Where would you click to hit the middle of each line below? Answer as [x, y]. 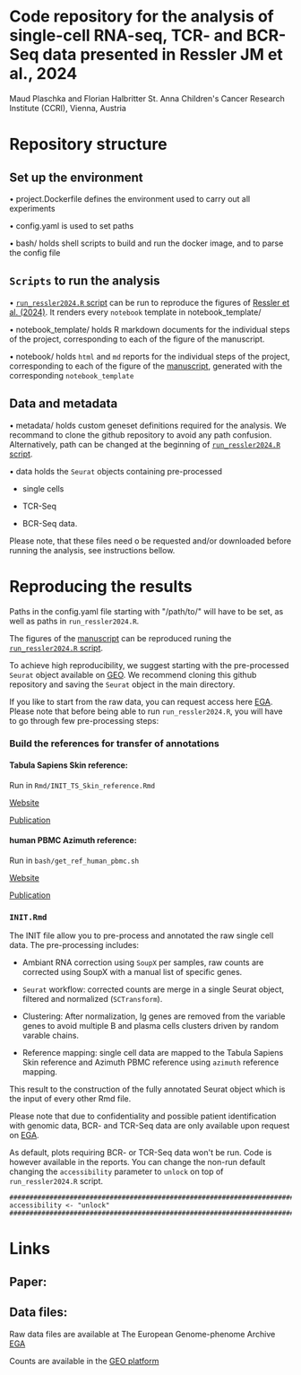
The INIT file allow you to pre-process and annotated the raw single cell [142, 936]
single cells [43, 488]
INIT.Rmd [28, 917]
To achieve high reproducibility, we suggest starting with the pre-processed [149, 665]
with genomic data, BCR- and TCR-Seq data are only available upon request [150, 1126]
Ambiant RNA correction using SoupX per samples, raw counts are [143, 962]
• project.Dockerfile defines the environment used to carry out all [130, 198]
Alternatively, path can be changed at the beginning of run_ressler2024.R [145, 444]
